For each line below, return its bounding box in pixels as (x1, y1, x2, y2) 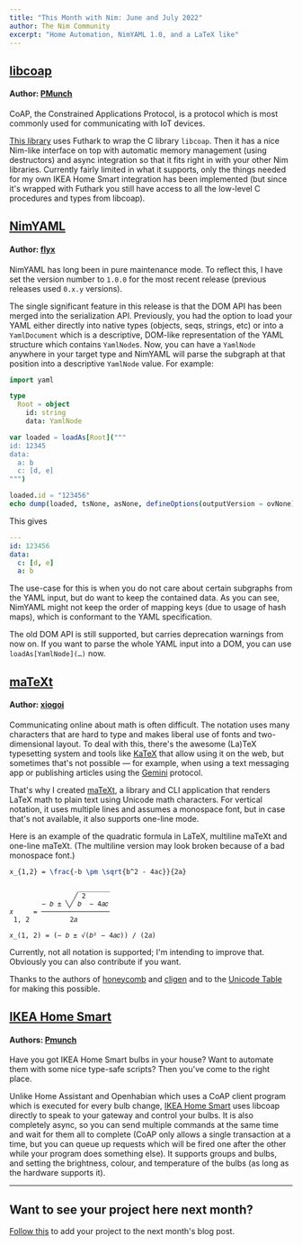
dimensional (9, 738, 55, 749)
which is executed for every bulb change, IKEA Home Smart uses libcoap (9, 1100, 280, 1112)
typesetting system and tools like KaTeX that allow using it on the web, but (9, 748, 285, 759)
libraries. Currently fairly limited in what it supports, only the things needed (9, 164, 286, 175)
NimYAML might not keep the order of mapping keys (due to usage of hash (9, 602, 287, 613)
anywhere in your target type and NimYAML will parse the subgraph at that (9, 348, 286, 359)
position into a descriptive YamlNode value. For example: (9, 357, 214, 369)
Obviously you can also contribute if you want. (9, 956, 182, 967)
